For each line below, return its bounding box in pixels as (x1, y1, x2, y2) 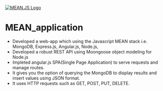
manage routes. (12, 64, 45, 70)
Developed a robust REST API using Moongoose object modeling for (12, 48, 152, 54)
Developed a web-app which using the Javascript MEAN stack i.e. (12, 38, 148, 44)
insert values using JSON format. (12, 75, 80, 81)
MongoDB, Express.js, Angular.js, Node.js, (12, 44, 99, 49)
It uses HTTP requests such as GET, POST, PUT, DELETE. (12, 80, 130, 86)
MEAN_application (5, 22, 83, 33)
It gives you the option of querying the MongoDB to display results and (12, 70, 157, 76)
